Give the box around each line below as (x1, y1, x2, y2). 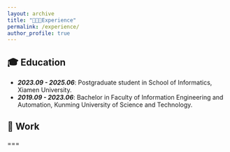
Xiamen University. (17, 86, 72, 94)
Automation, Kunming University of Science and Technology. (17, 100, 193, 109)
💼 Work (7, 121, 40, 132)
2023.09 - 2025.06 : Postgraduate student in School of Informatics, (17, 78, 213, 87)
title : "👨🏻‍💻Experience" (7, 17, 77, 24)
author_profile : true (7, 29, 71, 37)
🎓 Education (7, 56, 66, 68)
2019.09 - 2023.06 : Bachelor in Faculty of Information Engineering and (17, 93, 224, 102)
